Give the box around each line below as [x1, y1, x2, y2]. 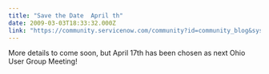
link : [8, 26, 26, 34]
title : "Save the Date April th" [8, 11, 124, 20]
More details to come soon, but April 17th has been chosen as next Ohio [8, 49, 246, 58]
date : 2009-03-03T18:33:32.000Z [8, 19, 116, 27]
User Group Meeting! [8, 56, 78, 66]
